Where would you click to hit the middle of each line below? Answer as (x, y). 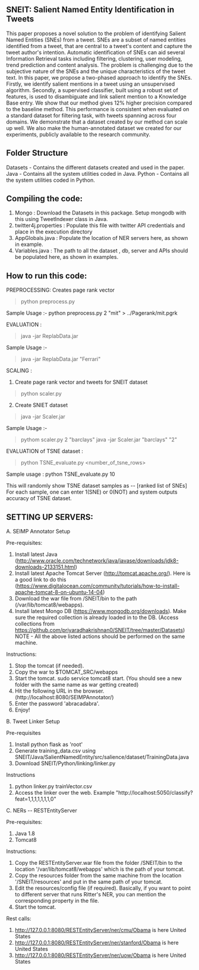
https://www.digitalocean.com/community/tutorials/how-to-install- (98, 586)
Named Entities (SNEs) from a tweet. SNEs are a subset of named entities (96, 40)
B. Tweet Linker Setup (33, 722)
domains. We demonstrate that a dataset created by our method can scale (97, 122)
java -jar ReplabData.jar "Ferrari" (61, 359)
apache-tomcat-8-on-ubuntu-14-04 (59, 592)
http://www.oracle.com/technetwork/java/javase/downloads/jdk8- (98, 561)
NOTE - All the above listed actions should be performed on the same (100, 636)
